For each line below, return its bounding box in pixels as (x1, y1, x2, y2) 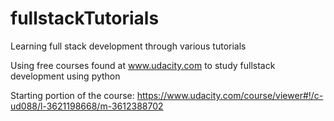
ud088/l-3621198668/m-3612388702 (10, 100, 164, 112)
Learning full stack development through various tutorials (10, 40, 247, 52)
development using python (10, 70, 121, 82)
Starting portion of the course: (10, 89, 135, 101)
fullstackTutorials (10, 7, 160, 30)
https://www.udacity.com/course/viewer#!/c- (136, 89, 324, 101)
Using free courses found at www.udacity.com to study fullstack (10, 59, 276, 71)
